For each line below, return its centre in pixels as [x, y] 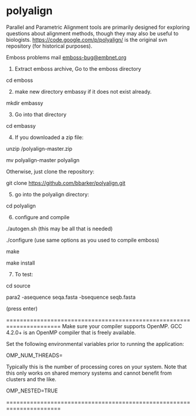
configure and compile [42, 217]
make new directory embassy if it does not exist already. [83, 91]
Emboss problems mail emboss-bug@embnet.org [66, 57]
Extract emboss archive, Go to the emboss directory [78, 68]
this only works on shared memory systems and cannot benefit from [89, 373]
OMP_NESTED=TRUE [32, 391]
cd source [18, 285]
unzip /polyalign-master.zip [39, 148]
